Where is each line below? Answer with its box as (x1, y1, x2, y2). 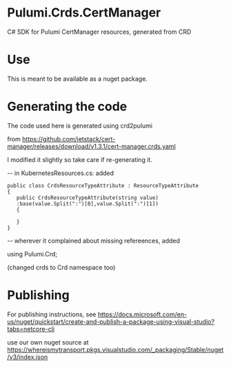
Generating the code (7, 99, 128, 114)
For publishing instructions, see (7, 310, 97, 318)
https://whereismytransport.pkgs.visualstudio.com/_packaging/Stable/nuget (7, 345, 224, 354)
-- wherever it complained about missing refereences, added (7, 236, 181, 245)
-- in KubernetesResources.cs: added (7, 169, 114, 177)
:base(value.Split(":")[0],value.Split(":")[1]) (16, 200, 159, 207)
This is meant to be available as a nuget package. (7, 74, 148, 83)
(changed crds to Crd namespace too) (7, 263, 116, 272)
